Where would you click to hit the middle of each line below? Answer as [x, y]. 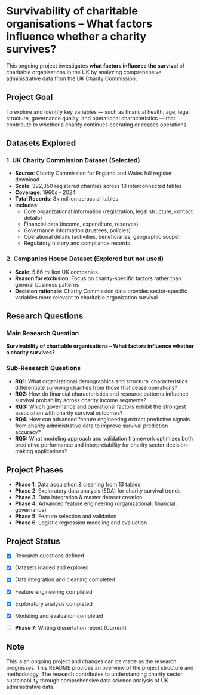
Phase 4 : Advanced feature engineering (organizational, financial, [96, 503]
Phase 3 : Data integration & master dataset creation [79, 497]
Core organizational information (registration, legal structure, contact [108, 211]
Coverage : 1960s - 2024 [45, 192]
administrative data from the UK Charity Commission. [72, 78]
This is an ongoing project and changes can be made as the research [91, 661]
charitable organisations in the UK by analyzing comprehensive [84, 72]
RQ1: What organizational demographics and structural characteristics [101, 381]
